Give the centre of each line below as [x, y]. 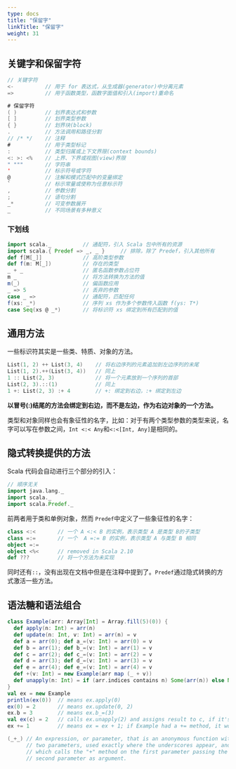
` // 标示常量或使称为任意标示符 [65, 184]
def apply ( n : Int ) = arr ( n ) [55, 629]
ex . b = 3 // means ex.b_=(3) [61, 713]
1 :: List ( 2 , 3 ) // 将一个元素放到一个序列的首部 [93, 378]
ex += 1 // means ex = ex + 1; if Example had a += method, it [114, 726]
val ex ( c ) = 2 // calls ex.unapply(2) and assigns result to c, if [111, 720]
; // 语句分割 [41, 197]
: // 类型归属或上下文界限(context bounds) [82, 152]
